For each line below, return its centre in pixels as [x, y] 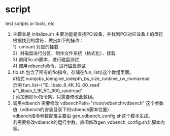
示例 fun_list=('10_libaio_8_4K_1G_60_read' [57, 85]
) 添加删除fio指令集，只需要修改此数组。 [55, 97]
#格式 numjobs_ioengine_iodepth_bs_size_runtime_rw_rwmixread [81, 78]
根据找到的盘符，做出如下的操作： [48, 40]
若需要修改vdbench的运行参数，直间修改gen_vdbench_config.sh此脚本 [87, 122]
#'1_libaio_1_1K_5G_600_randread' [47, 91]
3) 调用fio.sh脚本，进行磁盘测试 [46, 59]
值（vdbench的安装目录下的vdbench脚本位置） [62, 109]
